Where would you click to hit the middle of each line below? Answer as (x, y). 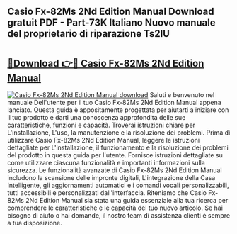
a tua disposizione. (35, 223)
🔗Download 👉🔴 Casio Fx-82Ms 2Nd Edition (106, 63)
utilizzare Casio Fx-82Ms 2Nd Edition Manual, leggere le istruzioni (104, 140)
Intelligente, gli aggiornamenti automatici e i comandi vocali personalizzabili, (118, 185)
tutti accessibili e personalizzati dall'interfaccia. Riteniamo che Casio (107, 193)
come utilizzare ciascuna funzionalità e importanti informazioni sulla (106, 163)
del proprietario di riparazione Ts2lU (88, 34)
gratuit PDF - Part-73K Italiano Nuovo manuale (111, 23)
